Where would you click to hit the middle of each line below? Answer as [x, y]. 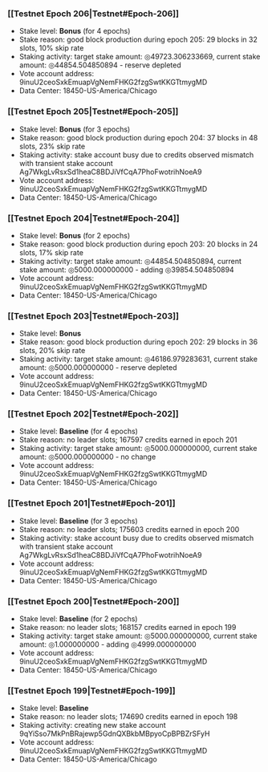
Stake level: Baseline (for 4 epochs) [78, 431]
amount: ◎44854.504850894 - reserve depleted [100, 65]
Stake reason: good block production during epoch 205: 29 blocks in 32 [138, 39]
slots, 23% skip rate [52, 146]
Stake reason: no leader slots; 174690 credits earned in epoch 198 [128, 717]
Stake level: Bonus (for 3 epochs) [75, 129]
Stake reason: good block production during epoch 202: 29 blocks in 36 [138, 342]
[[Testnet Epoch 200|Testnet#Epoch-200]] [93, 601]
